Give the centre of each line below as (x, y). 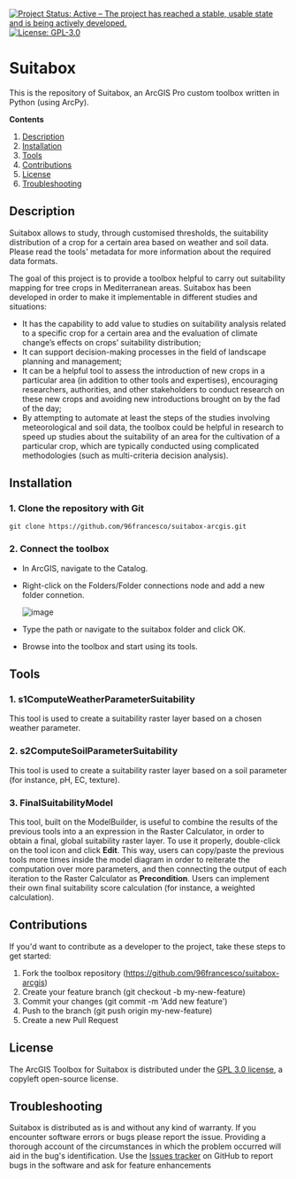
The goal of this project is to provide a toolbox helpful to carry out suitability (147, 278)
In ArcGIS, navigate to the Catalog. (85, 568)
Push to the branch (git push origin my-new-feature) (117, 1011)
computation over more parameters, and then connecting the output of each (148, 869)
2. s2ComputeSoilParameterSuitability (94, 751)
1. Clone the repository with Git (76, 508)
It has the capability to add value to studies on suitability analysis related (154, 323)
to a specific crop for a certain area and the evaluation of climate (140, 333)
